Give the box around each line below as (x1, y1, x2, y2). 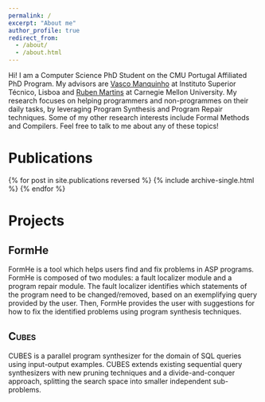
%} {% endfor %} (8, 184, 66, 193)
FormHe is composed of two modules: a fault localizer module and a (8, 272, 232, 283)
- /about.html (15, 49, 62, 57)
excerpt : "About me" (8, 19, 77, 27)
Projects (8, 212, 65, 230)
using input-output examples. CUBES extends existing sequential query (8, 359, 243, 369)
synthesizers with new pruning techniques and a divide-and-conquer (8, 368, 236, 377)
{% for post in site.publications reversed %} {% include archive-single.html (8, 175, 255, 185)
